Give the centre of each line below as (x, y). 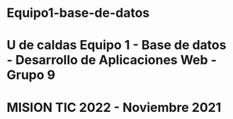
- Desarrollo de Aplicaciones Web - (112, 60)
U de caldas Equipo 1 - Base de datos (116, 45)
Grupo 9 (31, 75)
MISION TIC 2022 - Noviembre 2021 (114, 107)
